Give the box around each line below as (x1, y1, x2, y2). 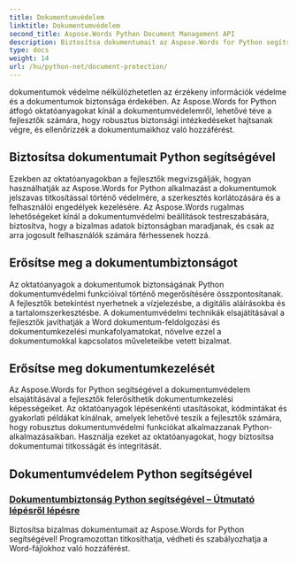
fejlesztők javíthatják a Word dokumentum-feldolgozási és (9, 316, 221, 327)
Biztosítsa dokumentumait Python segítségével (9, 150, 276, 165)
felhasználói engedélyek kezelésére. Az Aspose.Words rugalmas (9, 201, 245, 212)
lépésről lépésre (9, 504, 80, 516)
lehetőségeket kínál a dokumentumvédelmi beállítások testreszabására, (9, 211, 270, 221)
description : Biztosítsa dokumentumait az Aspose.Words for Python (9, 37, 263, 47)
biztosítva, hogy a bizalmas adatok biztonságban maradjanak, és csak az (9, 220, 276, 231)
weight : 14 (9, 54, 49, 63)
